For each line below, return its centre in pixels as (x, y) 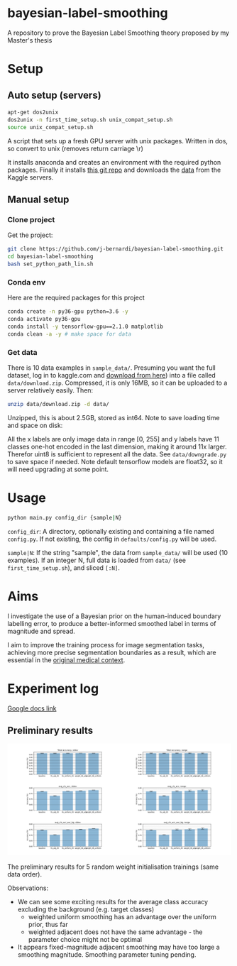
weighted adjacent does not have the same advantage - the (115, 932)
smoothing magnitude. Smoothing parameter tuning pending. (107, 955)
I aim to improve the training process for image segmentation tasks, (106, 644)
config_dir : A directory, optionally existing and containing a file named (111, 531)
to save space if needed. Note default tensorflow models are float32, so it (115, 461)
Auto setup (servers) (54, 95)
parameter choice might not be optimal (85, 940)
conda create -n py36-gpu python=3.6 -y (68, 312)
